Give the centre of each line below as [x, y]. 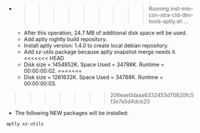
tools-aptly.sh [165, 21]
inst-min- [181, 9]
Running [159, 9]
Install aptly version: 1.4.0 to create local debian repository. [96, 45]
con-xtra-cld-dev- [171, 15]
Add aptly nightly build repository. [65, 39]
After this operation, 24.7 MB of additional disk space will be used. [105, 33]
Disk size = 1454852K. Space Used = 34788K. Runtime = [94, 64]
